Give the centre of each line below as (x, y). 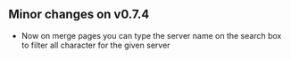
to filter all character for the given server (96, 45)
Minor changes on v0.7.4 (79, 15)
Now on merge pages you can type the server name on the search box (151, 35)
